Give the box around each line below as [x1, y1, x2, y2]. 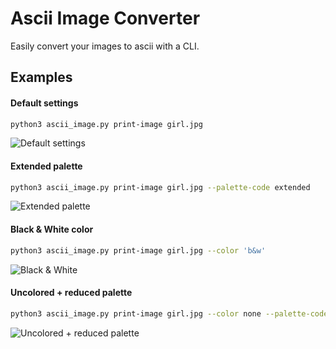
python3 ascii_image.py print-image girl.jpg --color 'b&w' [10, 245, 267, 256]
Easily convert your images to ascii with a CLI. [10, 40, 200, 52]
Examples [10, 69, 73, 86]
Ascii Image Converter [10, 7, 201, 30]
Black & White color [10, 223, 94, 236]
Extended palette [10, 160, 83, 172]
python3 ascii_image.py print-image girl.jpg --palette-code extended [10, 182, 311, 192]
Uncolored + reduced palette [10, 287, 133, 299]
